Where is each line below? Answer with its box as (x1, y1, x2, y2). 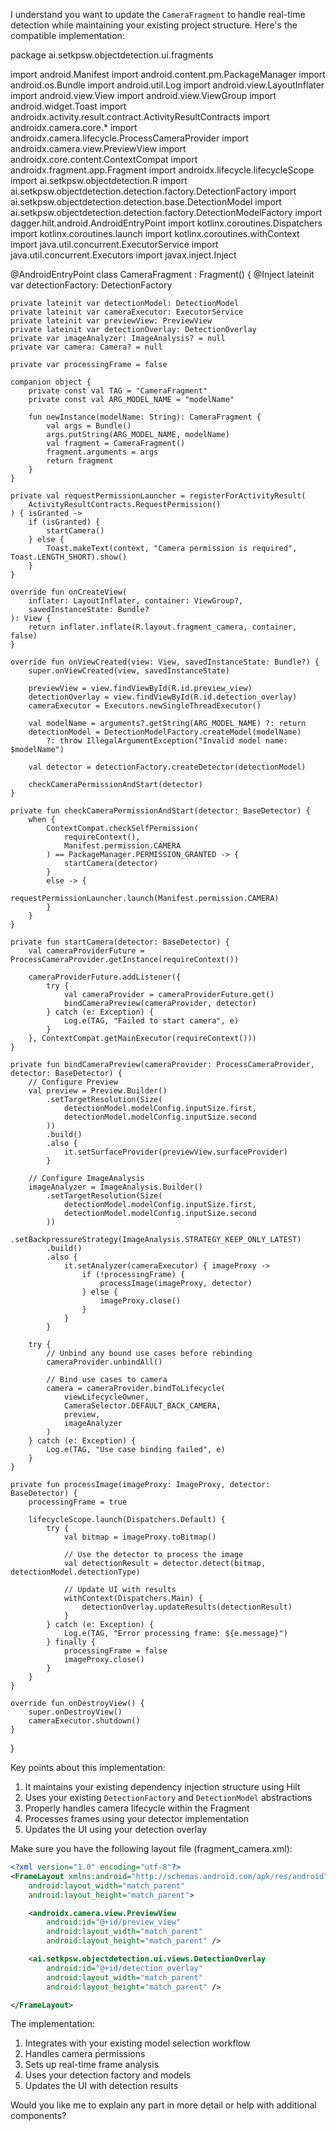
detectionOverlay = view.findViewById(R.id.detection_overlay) (28, 692, 298, 702)
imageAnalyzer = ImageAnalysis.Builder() (28, 1182, 203, 1192)
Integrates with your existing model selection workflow (24, 2037, 251, 2049)
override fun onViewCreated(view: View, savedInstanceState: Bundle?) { (10, 657, 320, 667)
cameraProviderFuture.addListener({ (28, 972, 182, 982)
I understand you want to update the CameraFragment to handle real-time (10, 9, 306, 20)
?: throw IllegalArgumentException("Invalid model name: (46, 736, 288, 746)
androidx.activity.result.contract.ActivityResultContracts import (10, 111, 270, 123)
